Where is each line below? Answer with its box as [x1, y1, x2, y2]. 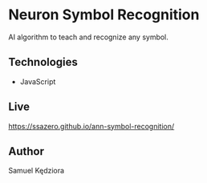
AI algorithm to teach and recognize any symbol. [8, 32, 168, 42]
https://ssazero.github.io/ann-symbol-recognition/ [8, 121, 175, 131]
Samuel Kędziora [8, 166, 65, 176]
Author [8, 144, 44, 158]
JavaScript [19, 76, 56, 86]
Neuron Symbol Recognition [8, 6, 200, 24]
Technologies [8, 55, 79, 69]
